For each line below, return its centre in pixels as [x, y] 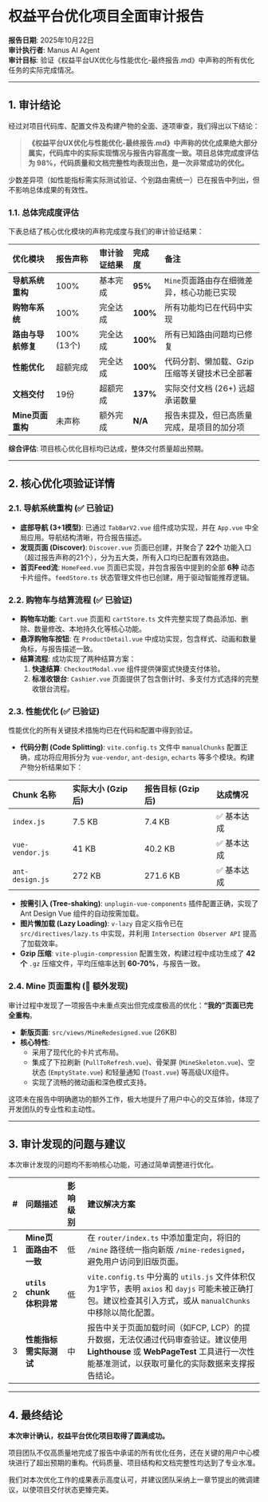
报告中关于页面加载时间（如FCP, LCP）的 [165, 1328]
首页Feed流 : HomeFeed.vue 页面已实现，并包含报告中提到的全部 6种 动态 [137, 567]
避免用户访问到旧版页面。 [135, 1262]
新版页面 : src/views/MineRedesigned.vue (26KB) [99, 1032]
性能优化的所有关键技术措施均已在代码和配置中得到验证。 [102, 730]
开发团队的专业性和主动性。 [54, 1109]
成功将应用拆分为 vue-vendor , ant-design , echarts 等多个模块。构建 [144, 757]
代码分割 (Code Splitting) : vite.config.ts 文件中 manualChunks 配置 [130, 747]
